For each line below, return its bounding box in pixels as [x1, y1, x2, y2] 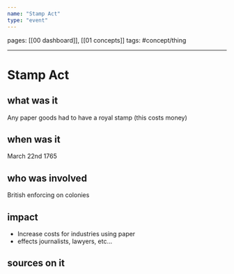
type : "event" [7, 17, 49, 24]
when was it [7, 134, 61, 145]
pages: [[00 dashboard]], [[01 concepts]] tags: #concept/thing [7, 36, 187, 44]
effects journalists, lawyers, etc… [17, 237, 113, 245]
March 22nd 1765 [7, 152, 58, 161]
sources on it [7, 257, 65, 269]
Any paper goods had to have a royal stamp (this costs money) [7, 113, 188, 122]
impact [7, 211, 38, 223]
